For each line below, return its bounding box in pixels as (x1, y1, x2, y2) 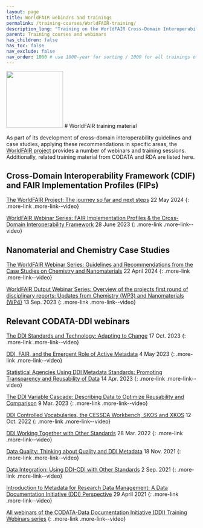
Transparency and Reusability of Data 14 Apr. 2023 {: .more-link (6, 375, 165, 383)
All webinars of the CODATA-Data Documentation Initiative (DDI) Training (6, 509, 187, 516)
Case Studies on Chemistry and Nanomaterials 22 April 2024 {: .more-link (6, 267, 190, 275)
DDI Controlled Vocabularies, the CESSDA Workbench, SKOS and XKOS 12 (6, 412, 192, 419)
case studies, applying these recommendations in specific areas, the (6, 140, 178, 147)
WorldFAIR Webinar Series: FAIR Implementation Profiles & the (6, 215, 161, 222)
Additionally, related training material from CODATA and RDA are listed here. (6, 153, 195, 161)
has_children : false (6, 37, 59, 43)
